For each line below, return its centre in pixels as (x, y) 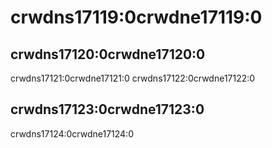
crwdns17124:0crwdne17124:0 (72, 133)
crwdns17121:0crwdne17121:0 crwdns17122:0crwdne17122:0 (133, 78)
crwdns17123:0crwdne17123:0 (107, 109)
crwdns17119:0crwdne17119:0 (136, 17)
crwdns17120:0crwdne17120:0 (108, 54)
